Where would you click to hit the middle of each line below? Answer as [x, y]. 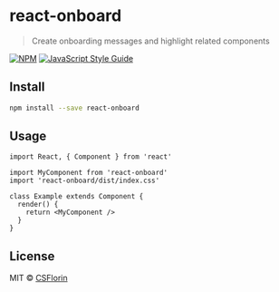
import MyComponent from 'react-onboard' [89, 173]
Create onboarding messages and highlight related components [150, 41]
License [32, 256]
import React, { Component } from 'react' [91, 157]
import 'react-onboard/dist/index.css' [85, 181]
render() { [38, 205]
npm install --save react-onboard [75, 108]
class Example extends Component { [77, 197]
